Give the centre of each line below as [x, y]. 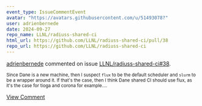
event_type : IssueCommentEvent [46, 12]
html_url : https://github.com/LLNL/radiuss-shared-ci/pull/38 [87, 40]
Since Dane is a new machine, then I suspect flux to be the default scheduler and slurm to [101, 75]
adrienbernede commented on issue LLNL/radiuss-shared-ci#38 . [89, 63]
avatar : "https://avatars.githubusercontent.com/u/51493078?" [87, 18]
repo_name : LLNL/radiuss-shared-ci [52, 35]
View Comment [26, 97]
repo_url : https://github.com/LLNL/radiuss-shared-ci [77, 47]
